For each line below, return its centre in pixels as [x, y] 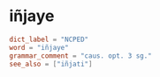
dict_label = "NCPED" [49, 39]
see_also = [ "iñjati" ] [51, 64]
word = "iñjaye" [39, 47]
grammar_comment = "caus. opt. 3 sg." [80, 56]
